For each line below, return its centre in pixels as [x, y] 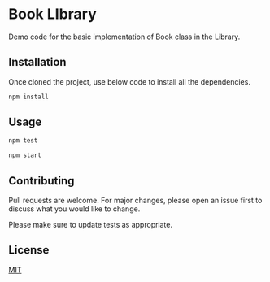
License [29, 250]
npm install [28, 97]
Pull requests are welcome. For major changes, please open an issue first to [135, 200]
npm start [25, 155]
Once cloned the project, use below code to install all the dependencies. [129, 81]
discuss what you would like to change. [74, 209]
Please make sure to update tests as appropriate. [91, 225]
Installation [37, 62]
